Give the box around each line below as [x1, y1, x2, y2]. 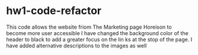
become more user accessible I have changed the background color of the [6, 29, 189, 36]
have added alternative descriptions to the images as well [6, 42, 147, 49]
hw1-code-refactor [6, 4, 102, 18]
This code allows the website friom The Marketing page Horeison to [6, 23, 172, 30]
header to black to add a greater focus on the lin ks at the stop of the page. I [6, 36, 193, 43]
